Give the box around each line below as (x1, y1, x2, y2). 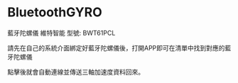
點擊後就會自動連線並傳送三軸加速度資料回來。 (7, 67, 144, 76)
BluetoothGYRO (7, 4, 102, 21)
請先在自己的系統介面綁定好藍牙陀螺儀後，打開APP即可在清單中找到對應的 (7, 43, 225, 52)
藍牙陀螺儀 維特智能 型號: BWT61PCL (7, 28, 116, 37)
